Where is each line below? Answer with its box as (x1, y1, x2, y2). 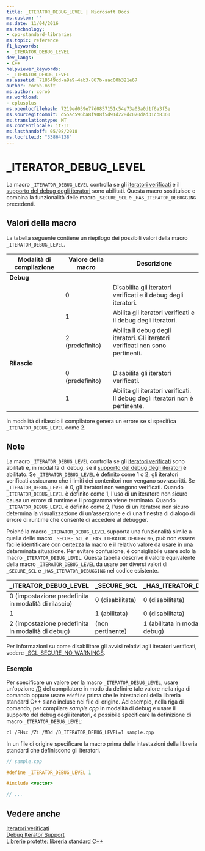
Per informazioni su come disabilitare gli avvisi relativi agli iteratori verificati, (6, 643, 197, 650)
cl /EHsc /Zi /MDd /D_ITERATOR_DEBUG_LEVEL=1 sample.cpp (6, 729, 154, 735)
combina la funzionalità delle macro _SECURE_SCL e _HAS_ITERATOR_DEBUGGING (6, 193, 196, 201)
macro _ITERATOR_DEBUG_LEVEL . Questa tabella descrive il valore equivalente (6, 554, 196, 562)
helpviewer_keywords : (6, 65, 62, 72)
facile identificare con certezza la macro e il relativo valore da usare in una (6, 541, 193, 548)
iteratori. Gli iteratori (112, 333, 170, 342)
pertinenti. (112, 349, 142, 357)
